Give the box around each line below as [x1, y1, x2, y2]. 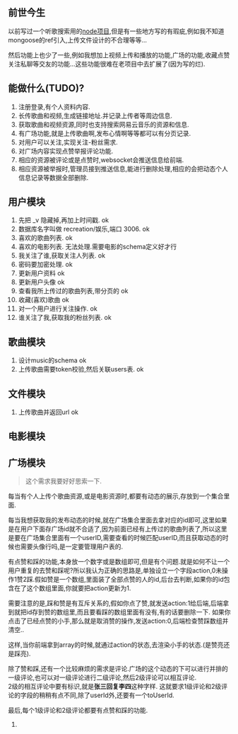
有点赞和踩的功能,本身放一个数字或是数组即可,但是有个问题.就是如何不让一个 [8, 558, 230, 566]
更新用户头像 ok [18, 278, 65, 287]
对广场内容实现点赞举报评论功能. [18, 147, 114, 155]
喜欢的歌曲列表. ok [18, 234, 73, 242]
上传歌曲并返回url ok [18, 408, 78, 416]
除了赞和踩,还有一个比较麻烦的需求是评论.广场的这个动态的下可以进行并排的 [8, 665, 229, 673]
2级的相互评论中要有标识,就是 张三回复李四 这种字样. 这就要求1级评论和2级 [8, 682, 222, 691]
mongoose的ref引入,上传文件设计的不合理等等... [8, 35, 148, 44]
